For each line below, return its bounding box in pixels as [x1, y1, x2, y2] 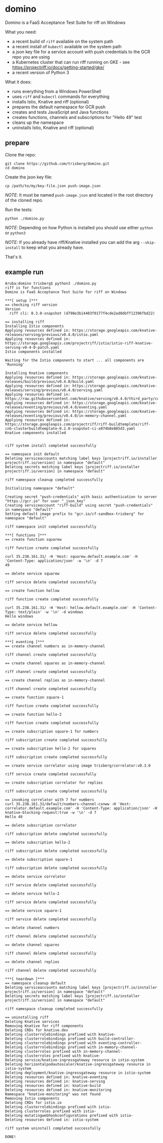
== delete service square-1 [5, 908, 62, 913]
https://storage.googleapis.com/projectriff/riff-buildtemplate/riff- [5, 422, 151, 427]
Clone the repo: [5, 152, 36, 158]
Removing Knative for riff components [5, 1023, 83, 1028]
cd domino [5, 165, 25, 170]
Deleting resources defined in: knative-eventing [5, 1074, 108, 1080]
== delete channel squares [5, 942, 60, 947]
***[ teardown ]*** [5, 976, 45, 981]
